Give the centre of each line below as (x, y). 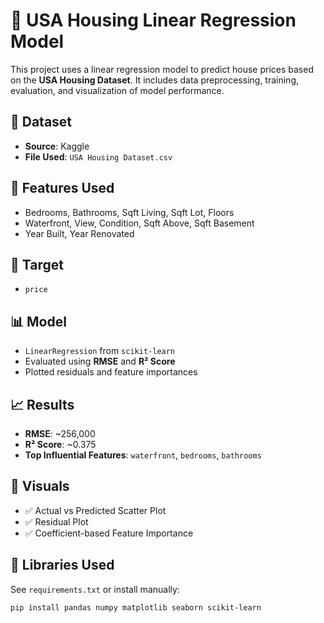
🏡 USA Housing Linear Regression (153, 20)
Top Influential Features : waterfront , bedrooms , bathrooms (143, 455)
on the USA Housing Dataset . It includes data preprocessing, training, (155, 80)
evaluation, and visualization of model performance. (117, 90)
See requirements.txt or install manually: (95, 589)
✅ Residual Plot (56, 521)
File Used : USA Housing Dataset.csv (98, 156)
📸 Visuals (40, 486)
